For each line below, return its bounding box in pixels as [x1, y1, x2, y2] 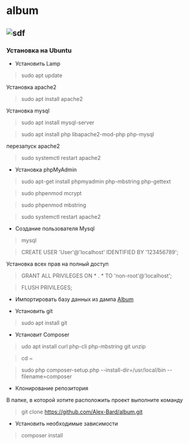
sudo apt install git [21, 319, 68, 326]
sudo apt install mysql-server [21, 119, 95, 126]
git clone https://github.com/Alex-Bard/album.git [21, 408, 143, 415]
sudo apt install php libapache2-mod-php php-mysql [21, 130, 154, 137]
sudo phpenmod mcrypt [21, 189, 82, 196]
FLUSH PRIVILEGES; [21, 283, 73, 291]
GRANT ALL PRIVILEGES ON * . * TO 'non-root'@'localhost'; [21, 272, 172, 279]
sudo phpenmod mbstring [21, 201, 86, 209]
